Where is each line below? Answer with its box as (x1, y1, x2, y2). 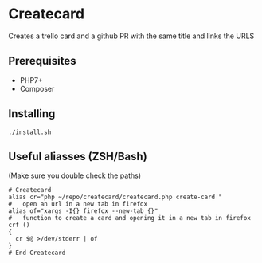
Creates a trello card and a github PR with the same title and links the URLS (8, 31, 255, 41)
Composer (19, 84, 55, 93)
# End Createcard (8, 249, 66, 257)
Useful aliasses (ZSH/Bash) (8, 149, 147, 163)
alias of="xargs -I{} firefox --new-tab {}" (8, 207, 158, 215)
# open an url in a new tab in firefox (8, 200, 148, 208)
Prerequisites (8, 54, 76, 68)
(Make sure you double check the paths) (8, 171, 142, 180)
